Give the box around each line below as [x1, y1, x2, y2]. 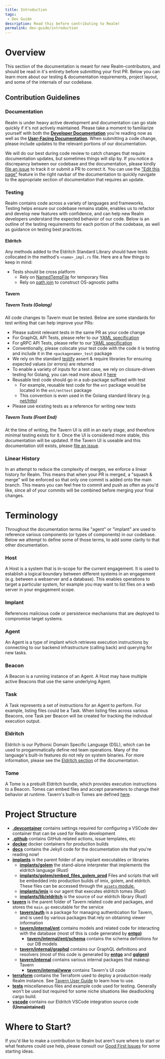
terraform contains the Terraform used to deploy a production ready [12, 972, 152, 978]
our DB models [27, 941, 58, 947]
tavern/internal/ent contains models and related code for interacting [19, 925, 160, 931]
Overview [5, 47, 46, 58]
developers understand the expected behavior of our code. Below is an [5, 216, 149, 222]
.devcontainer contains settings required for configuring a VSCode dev [12, 825, 158, 831]
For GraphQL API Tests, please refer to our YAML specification [12, 335, 139, 341]
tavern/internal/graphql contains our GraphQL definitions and [19, 946, 147, 952]
